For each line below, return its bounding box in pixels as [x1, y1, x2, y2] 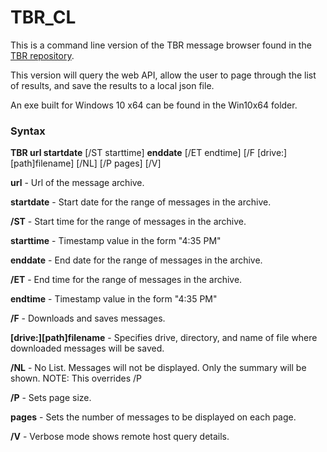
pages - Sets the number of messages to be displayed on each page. [10, 411, 297, 423]
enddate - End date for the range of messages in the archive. [10, 254, 263, 266]
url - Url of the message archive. [10, 177, 145, 189]
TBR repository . [10, 49, 75, 61]
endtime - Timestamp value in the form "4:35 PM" [10, 293, 218, 305]
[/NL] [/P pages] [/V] [76, 157, 162, 170]
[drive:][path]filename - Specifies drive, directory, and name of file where [10, 332, 318, 344]
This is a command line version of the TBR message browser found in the [10, 39, 312, 51]
